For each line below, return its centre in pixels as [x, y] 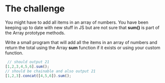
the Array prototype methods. [35, 33]
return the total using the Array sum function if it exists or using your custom [83, 47]
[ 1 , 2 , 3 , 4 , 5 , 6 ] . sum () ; [27, 66]
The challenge [35, 9]
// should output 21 [28, 62]
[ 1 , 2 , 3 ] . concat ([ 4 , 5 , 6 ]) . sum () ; [38, 76]
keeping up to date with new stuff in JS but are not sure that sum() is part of [82, 27]
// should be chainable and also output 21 [50, 71]
